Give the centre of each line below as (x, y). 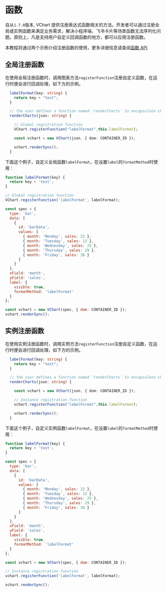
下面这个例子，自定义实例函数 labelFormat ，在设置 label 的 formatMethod (77, 428)
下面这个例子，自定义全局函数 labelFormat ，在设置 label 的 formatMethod (77, 162)
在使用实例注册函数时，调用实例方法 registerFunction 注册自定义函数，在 (79, 343)
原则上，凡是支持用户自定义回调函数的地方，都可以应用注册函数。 (81, 37)
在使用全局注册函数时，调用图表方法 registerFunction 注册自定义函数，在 (79, 78)
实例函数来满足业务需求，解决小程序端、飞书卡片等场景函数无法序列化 (85, 31)
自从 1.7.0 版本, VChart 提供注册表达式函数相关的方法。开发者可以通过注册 (80, 25)
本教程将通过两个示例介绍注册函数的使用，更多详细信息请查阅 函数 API (76, 47)
